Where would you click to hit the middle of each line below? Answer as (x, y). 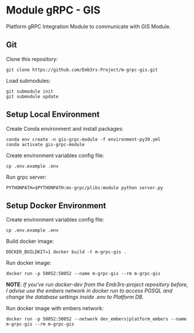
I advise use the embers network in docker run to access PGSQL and (89, 291)
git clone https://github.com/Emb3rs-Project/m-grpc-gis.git (82, 70)
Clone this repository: (32, 59)
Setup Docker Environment (56, 205)
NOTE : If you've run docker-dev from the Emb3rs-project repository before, (97, 284)
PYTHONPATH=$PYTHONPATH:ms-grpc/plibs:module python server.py (85, 188)
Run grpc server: (26, 177)
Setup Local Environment (53, 115)
